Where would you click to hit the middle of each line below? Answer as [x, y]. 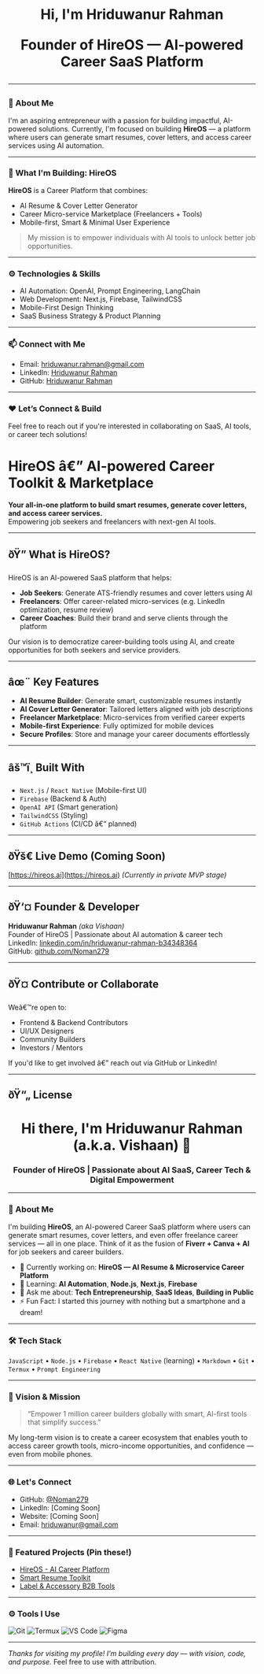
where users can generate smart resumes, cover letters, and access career [130, 137]
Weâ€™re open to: [37, 1007]
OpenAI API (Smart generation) [69, 807]
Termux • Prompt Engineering [54, 1369]
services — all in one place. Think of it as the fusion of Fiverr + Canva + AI [129, 1243]
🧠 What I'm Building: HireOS [62, 173]
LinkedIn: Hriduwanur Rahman [68, 372]
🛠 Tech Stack [35, 1340]
